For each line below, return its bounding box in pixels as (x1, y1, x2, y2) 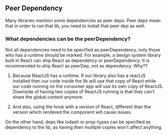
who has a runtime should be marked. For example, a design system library (5, 52, 161, 58)
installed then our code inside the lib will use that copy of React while (12, 78, 156, 84)
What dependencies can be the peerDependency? (5, 35, 131, 42)
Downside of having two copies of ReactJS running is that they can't (12, 89, 155, 95)
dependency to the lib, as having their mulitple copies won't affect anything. (5, 124, 162, 130)
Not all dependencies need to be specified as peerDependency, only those (5, 47, 160, 53)
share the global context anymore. (12, 94, 84, 100)
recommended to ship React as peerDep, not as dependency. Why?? (5, 63, 148, 69)
